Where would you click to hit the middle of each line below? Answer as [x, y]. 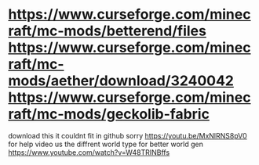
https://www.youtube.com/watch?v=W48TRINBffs [89, 152]
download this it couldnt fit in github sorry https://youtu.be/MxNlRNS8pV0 [128, 135]
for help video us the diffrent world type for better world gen [106, 144]
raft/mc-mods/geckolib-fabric [109, 114]
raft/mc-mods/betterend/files [107, 31]
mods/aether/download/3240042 [121, 81]
